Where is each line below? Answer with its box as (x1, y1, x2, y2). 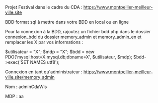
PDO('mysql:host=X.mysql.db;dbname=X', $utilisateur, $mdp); (5, 54, 133, 60)
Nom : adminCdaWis (5, 84, 47, 90)
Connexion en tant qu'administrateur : (5, 69, 83, 75)
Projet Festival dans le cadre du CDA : (5, 4, 83, 10)
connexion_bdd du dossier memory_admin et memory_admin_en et (5, 34, 142, 40)
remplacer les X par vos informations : (5, 39, 83, 45)
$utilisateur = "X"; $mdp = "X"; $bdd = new (5, 49, 95, 54)
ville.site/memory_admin (5, 74, 55, 80)
